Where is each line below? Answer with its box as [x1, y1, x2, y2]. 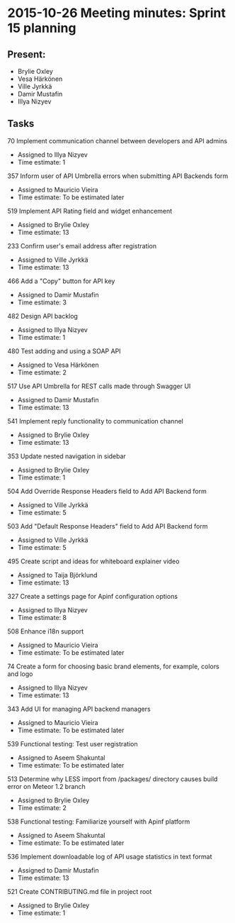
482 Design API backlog [7, 311, 78, 320]
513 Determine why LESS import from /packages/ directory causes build [7, 775, 218, 783]
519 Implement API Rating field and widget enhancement [7, 206, 173, 215]
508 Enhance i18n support [7, 626, 84, 636]
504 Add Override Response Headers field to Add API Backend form [7, 487, 207, 495]
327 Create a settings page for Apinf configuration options [7, 592, 178, 600]
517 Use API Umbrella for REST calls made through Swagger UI [7, 382, 191, 390]
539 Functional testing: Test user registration [7, 739, 138, 748]
